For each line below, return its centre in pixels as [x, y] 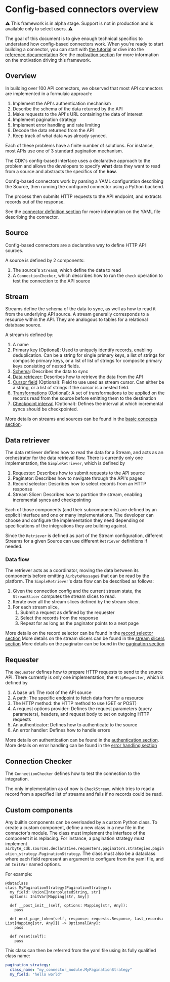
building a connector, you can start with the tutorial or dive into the [75, 49]
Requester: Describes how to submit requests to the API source [79, 473]
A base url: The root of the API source [52, 692]
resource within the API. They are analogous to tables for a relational [77, 319]
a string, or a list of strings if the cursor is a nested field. [71, 388]
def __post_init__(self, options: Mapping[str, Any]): [69, 905]
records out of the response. [35, 201]
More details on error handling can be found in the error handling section [81, 746]
